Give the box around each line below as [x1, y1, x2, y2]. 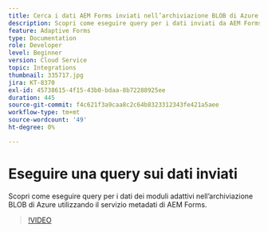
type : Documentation [8, 34, 77, 42]
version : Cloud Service [8, 57, 88, 65]
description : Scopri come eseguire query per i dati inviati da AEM [8, 19, 241, 27]
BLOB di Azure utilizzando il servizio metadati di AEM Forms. [8, 199, 207, 209]
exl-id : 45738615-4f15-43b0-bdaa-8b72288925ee [8, 86, 166, 94]
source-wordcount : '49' [8, 116, 88, 124]
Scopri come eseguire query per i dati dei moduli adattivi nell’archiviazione [8, 191, 254, 201]
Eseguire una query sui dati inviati [8, 165, 238, 182]
